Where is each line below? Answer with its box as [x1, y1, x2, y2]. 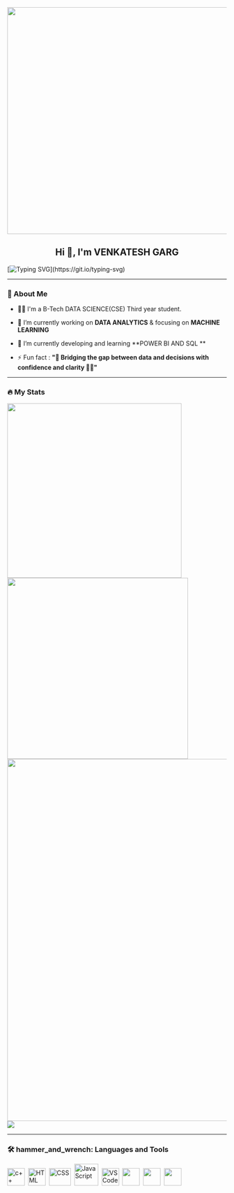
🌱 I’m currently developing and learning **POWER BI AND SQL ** [17, 339, 206, 348]
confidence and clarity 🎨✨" [17, 363, 97, 372]
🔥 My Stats [7, 387, 45, 397]
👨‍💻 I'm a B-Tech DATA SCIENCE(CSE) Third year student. [17, 305, 182, 313]
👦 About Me [7, 289, 48, 299]
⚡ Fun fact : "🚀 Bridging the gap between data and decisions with [17, 353, 209, 362]
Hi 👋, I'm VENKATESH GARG [55, 246, 179, 258]
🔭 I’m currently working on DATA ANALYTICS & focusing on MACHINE [17, 318, 221, 327]
